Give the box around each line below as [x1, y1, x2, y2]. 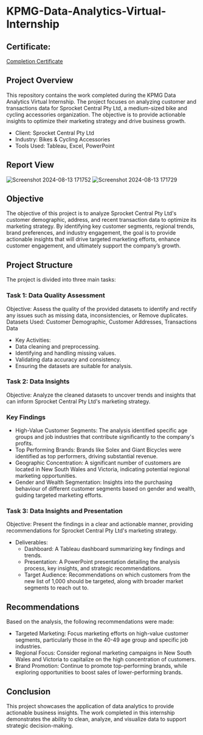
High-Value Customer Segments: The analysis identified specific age [15, 427, 188, 434]
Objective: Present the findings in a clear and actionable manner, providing [6, 520, 193, 528]
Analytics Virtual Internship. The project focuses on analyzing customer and [6, 98, 196, 105]
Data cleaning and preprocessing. [15, 343, 100, 350]
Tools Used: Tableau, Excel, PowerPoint [15, 142, 115, 149]
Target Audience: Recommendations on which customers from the [24, 571, 191, 578]
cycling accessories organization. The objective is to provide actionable [6, 111, 186, 118]
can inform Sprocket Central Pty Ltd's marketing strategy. [6, 397, 151, 405]
